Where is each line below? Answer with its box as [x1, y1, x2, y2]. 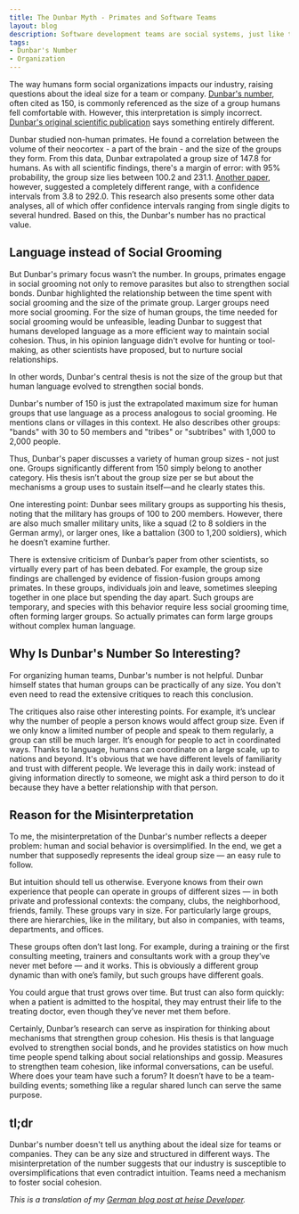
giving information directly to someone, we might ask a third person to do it [9, 772, 285, 783]
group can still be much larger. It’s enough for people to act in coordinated [9, 734, 281, 745]
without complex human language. [9, 620, 136, 631]
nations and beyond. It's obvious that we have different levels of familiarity [9, 753, 282, 764]
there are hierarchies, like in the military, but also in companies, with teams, [9, 915, 286, 925]
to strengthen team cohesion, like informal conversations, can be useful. [9, 1062, 274, 1072]
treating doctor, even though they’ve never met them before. [9, 1006, 231, 1017]
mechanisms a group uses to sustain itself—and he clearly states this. [9, 481, 265, 492]
